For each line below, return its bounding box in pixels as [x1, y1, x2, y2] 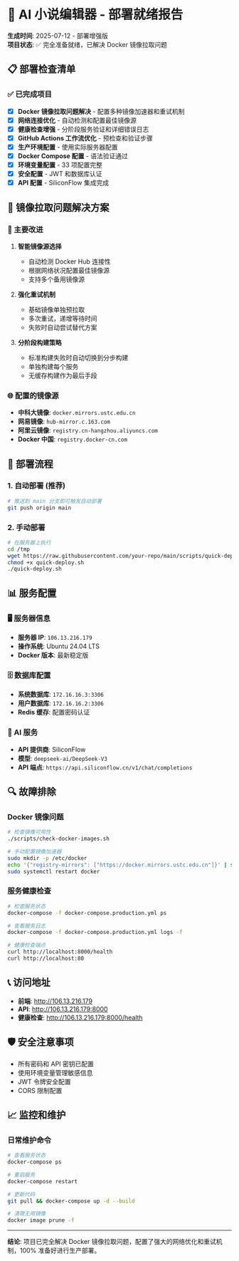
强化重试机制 [17, 290, 55, 299]
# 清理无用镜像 [7, 1210, 46, 1218]
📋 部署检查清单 [7, 63, 76, 76]
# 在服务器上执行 [7, 539, 51, 546]
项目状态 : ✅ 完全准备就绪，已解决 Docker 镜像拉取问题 [7, 40, 167, 48]
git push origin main [7, 504, 72, 512]
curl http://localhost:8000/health [7, 948, 113, 955]
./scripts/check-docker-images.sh [7, 835, 110, 843]
